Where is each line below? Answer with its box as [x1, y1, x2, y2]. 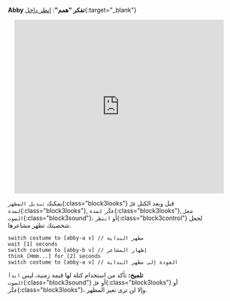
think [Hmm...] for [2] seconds [8, 253, 101, 259]
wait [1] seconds [8, 241, 58, 248]
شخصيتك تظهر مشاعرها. [8, 221, 72, 229]
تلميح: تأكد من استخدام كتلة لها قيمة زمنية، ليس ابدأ [8, 271, 144, 279]
